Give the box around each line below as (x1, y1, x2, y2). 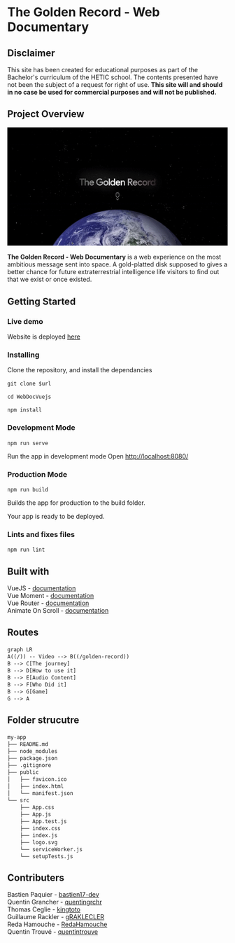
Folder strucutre (7, 714, 80, 726)
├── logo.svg (20, 839, 58, 846)
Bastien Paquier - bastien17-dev (7, 890, 99, 899)
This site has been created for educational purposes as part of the (7, 66, 198, 74)
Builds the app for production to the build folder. (7, 498, 145, 507)
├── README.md (7, 740, 49, 747)
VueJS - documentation (7, 584, 76, 592)
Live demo (7, 316, 43, 326)
